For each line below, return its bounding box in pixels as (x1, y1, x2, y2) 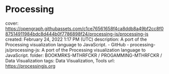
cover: (5, 20, 19, 26)
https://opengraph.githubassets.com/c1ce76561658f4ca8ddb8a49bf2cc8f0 (5, 25, 164, 31)
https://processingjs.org (5, 63, 56, 69)
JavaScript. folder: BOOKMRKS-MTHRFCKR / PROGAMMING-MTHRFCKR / (5, 52, 162, 58)
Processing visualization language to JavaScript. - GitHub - (5, 41, 129, 47)
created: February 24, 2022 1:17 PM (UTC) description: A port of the (5, 36, 147, 42)
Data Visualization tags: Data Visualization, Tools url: (5, 57, 115, 63)
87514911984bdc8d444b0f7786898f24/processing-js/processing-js (5, 31, 149, 37)
